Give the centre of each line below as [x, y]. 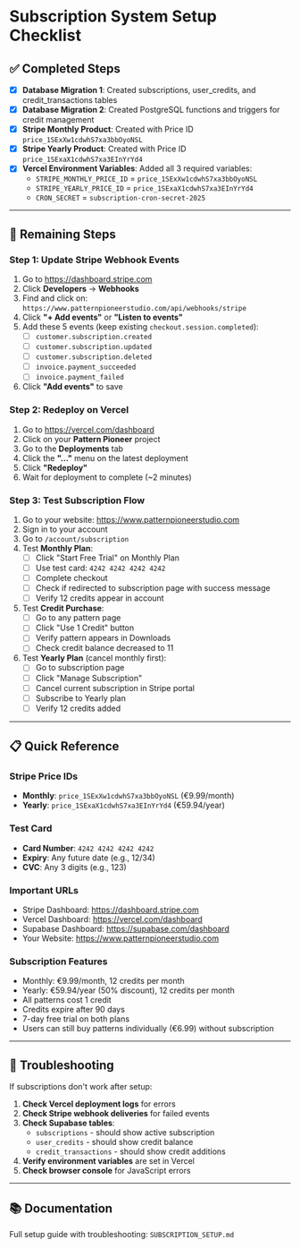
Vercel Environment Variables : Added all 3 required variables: [137, 168]
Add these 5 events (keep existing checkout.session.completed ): [140, 327]
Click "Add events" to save [72, 387]
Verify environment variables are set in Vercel [108, 1161]
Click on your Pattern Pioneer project [91, 439]
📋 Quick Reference [64, 746]
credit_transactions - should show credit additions [130, 1151]
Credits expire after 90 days [73, 1010]
